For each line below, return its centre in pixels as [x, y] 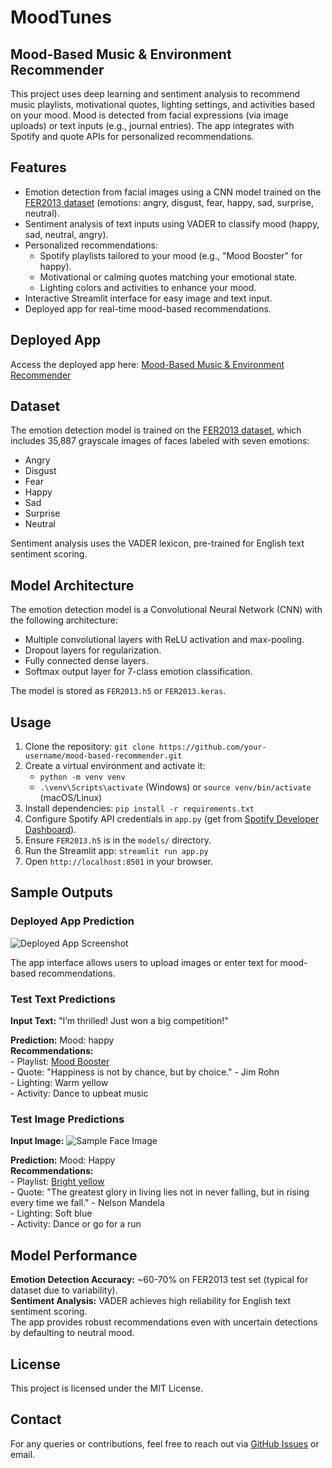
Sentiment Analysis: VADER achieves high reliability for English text [151, 1301]
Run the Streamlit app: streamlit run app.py [116, 851]
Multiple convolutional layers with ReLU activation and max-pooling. [164, 640]
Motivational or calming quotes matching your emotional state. [168, 277]
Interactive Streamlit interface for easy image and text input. [148, 298]
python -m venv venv [82, 777]
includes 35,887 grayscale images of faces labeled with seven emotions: [160, 441]
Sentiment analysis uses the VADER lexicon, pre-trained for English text [157, 543]
